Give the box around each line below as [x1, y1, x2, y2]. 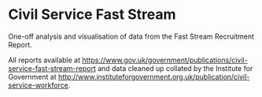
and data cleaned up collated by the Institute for [97, 63, 253, 73]
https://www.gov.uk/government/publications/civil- [82, 55, 248, 65]
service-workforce [8, 80, 69, 90]
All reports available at [8, 55, 81, 65]
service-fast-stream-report [8, 63, 96, 73]
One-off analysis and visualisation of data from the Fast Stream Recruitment [8, 32, 254, 41]
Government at [8, 72, 57, 81]
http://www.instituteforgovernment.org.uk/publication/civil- [57, 72, 250, 81]
